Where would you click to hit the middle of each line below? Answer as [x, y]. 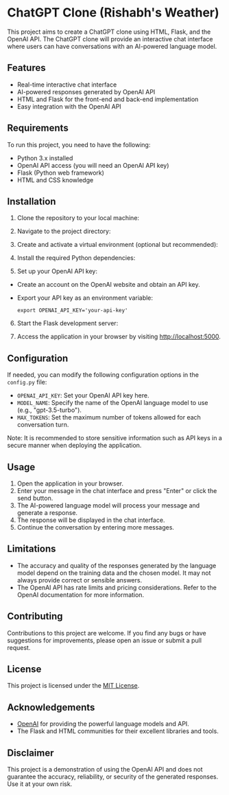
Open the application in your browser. [70, 483]
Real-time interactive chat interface [67, 85]
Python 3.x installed [45, 158]
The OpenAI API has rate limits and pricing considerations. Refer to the [117, 587]
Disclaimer [31, 753]
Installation [32, 201]
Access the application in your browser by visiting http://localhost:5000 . [119, 337]
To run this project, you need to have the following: [79, 144]
